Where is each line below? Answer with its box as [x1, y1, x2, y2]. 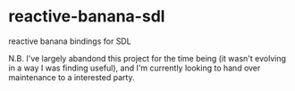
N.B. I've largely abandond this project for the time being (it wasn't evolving [8, 53, 287, 63]
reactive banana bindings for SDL [8, 36, 131, 46]
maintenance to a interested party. [8, 71, 135, 82]
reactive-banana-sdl [8, 6, 165, 27]
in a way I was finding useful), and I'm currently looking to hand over [8, 62, 261, 73]
